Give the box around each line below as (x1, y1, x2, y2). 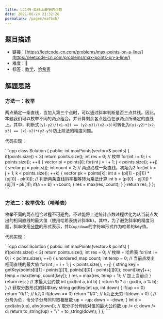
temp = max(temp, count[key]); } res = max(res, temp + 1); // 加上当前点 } (5, 272, 151, 279)
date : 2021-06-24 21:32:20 (5, 12, 60, 16)
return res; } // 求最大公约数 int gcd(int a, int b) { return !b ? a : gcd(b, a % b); (5, 279, 158, 285)
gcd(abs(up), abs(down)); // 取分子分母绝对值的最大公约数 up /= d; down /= (5, 303, 156, 309)
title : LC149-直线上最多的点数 (5, 7, 63, 12)
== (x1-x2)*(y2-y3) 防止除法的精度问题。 (14, 128, 96, 133)
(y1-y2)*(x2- (130, 122, 156, 128)
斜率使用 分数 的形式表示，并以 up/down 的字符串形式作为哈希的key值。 (13, 223, 151, 229)
